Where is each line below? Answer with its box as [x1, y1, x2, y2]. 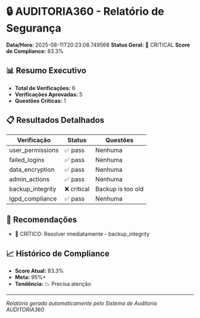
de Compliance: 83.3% [6, 47, 64, 54]
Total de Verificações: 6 [14, 84, 76, 91]
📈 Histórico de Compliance [6, 248, 110, 258]
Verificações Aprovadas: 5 [14, 91, 83, 98]
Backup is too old [95, 184, 144, 193]
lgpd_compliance [9, 194, 57, 203]
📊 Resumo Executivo [6, 66, 86, 76]
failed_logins [9, 156, 45, 164]
